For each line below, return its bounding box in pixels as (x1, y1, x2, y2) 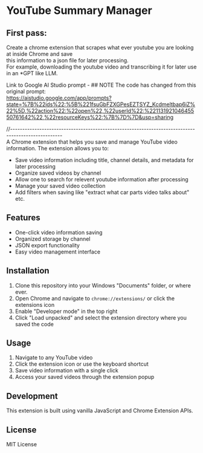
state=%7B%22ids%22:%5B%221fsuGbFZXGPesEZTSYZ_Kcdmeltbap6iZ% (6, 101, 196, 108)
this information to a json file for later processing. (6, 57, 129, 64)
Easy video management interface (14, 248, 101, 255)
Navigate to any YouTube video (14, 354, 93, 361)
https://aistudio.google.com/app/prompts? (6, 95, 112, 101)
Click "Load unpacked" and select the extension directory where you (14, 314, 187, 321)
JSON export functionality (14, 241, 80, 249)
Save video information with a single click (14, 367, 119, 374)
